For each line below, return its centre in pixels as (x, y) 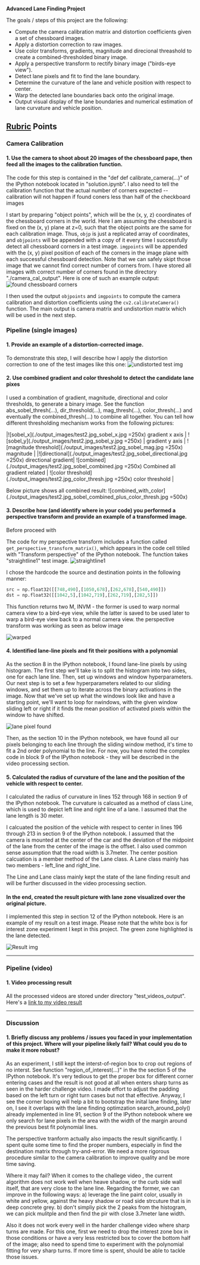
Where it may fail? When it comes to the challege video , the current (89, 1175)
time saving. (21, 1163)
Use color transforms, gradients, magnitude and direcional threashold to (103, 51)
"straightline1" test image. (38, 561)
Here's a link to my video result (44, 1002)
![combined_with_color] (137, 490)
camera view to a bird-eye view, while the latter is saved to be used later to (98, 613)
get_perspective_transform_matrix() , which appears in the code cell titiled (98, 548)
